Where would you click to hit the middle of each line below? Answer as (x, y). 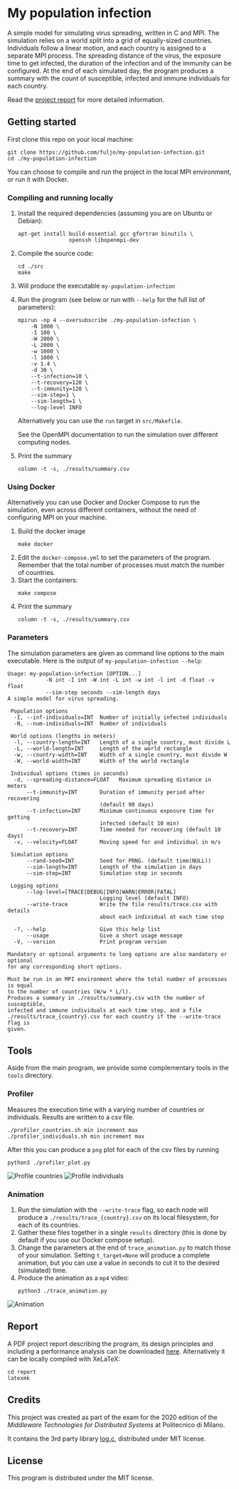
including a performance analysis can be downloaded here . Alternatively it (116, 1351)
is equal (20, 985)
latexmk (19, 1378)
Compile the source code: (55, 254)
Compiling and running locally (60, 197)
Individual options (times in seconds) (70, 773)
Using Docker (31, 487)
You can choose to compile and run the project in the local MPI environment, (119, 172)
